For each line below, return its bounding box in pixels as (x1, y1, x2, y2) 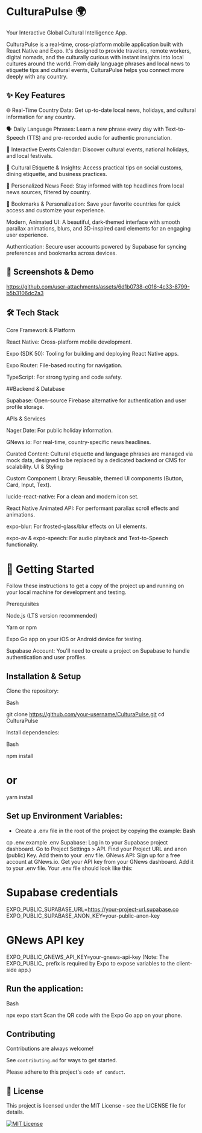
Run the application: (6, 984, 84, 994)
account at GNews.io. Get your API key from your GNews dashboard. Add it (6, 858, 194, 865)
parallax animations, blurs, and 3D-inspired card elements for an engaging (6, 224, 191, 232)
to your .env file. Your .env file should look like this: (6, 864, 133, 872)
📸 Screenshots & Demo (6, 267, 94, 277)
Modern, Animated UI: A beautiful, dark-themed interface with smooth (6, 218, 180, 226)
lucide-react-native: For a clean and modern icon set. (6, 493, 139, 500)
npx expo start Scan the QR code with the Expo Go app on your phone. (6, 1011, 183, 1019)
